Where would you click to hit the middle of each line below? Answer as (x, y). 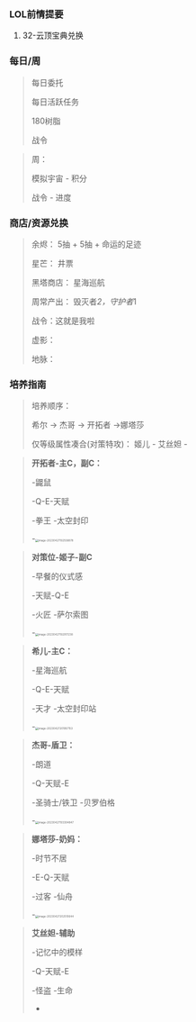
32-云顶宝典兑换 (53, 36)
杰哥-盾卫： (53, 746)
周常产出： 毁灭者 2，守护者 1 (84, 301)
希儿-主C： (52, 651)
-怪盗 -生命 (52, 990)
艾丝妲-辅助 (53, 933)
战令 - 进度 (51, 197)
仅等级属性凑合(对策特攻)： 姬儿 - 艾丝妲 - (109, 444)
